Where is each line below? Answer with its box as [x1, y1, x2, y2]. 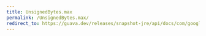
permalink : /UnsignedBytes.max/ [6, 15, 89, 21]
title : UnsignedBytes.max [6, 9, 72, 15]
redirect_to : [6, 20, 40, 26]
